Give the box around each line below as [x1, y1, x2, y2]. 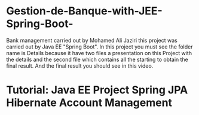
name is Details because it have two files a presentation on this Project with [6, 49, 192, 56]
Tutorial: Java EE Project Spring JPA [6, 83, 188, 97]
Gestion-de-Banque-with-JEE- [6, 4, 163, 18]
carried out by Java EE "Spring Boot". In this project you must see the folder [6, 43, 193, 50]
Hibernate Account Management [6, 96, 172, 110]
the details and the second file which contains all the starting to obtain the [6, 56, 188, 63]
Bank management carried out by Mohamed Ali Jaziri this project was [6, 37, 177, 44]
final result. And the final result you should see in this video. [6, 62, 154, 69]
